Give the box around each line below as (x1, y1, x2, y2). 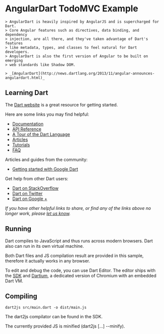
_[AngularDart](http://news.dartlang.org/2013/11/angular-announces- (9, 71, 155, 76)
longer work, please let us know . (5, 210, 71, 216)
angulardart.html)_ (5, 75, 45, 80)
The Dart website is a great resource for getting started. (5, 101, 118, 107)
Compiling (5, 292, 38, 301)
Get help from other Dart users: (5, 175, 69, 181)
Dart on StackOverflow (12, 185, 59, 191)
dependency (5, 32, 27, 37)
